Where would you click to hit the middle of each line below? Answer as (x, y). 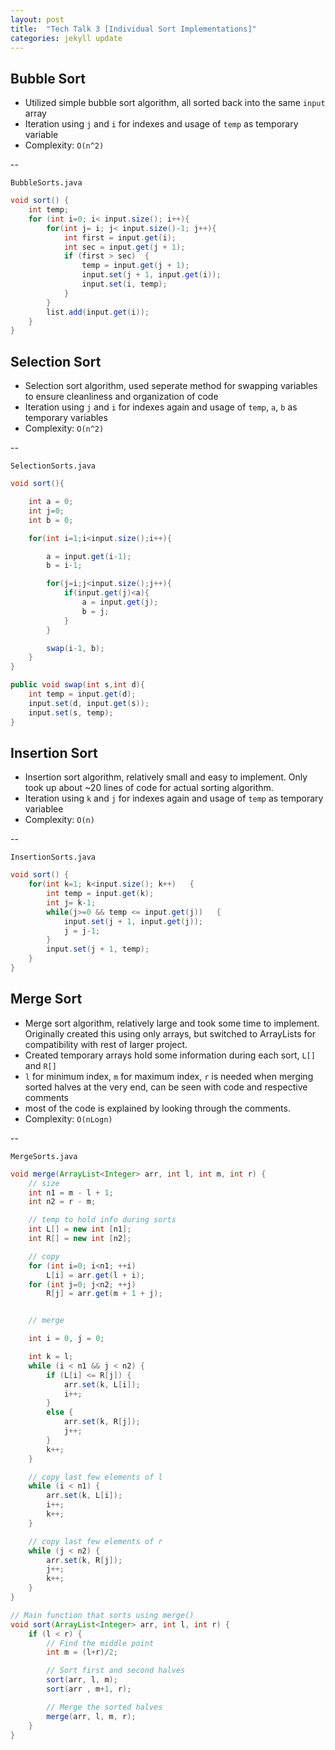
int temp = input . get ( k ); (100, 894)
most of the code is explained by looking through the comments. (157, 1108)
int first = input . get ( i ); (120, 237)
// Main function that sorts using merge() (102, 1615)
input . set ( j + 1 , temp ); (98, 949)
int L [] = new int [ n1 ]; (80, 1229)
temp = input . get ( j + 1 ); (135, 266)
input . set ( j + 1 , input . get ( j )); (133, 921)
